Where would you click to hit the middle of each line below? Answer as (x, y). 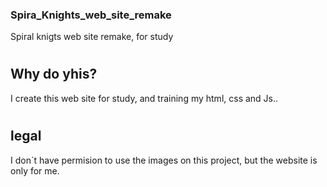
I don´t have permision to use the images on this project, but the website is (164, 160)
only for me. (35, 170)
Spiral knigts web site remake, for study (92, 37)
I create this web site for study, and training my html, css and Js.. (144, 98)
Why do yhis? (54, 74)
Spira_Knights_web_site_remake (91, 15)
